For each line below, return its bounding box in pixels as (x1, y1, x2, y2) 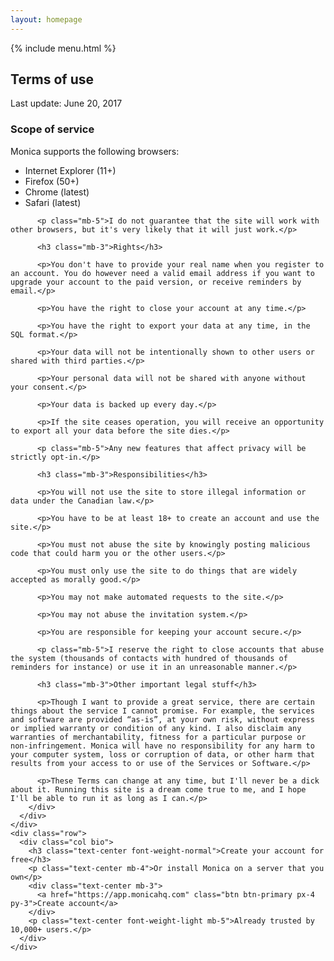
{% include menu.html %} (10, 42, 117, 54)
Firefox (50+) (24, 175, 80, 187)
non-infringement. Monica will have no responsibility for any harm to (10, 741, 315, 751)
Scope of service (10, 122, 95, 136)
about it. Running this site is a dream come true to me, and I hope (10, 784, 307, 795)
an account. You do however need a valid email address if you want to (10, 268, 315, 278)
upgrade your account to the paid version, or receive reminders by (10, 277, 302, 287)
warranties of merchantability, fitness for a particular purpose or (10, 732, 307, 742)
